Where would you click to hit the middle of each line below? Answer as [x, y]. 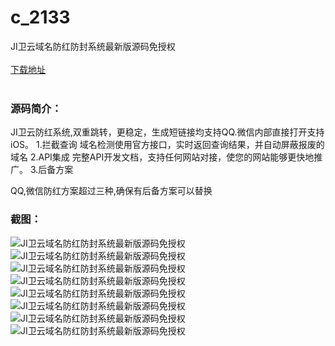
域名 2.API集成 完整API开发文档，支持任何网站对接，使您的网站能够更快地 [162, 157]
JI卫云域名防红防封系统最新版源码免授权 [93, 46]
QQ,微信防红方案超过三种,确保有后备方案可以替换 [111, 191]
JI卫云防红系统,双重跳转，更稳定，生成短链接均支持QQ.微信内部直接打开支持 [167, 132]
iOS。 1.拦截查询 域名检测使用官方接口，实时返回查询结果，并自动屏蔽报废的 [167, 145]
